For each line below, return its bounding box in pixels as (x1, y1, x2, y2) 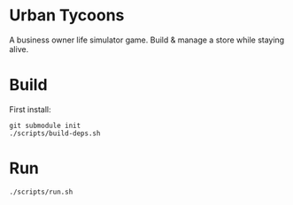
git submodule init (9, 121, 81, 130)
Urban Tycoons (9, 5, 125, 26)
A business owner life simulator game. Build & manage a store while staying (9, 34, 285, 45)
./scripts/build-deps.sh (9, 129, 101, 138)
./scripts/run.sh (9, 187, 73, 196)
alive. (9, 43, 29, 54)
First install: (9, 103, 51, 115)
